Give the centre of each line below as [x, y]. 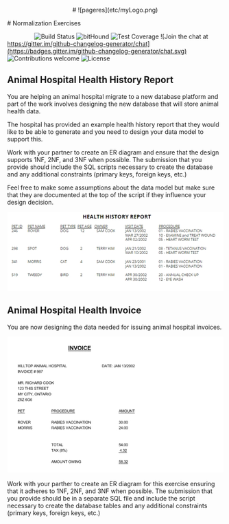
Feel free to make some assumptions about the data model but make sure [111, 187]
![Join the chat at [184, 36]
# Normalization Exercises [44, 23]
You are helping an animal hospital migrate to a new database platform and [113, 96]
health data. [24, 111]
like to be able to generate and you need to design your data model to [106, 132]
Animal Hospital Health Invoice [74, 311]
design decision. [30, 202]
